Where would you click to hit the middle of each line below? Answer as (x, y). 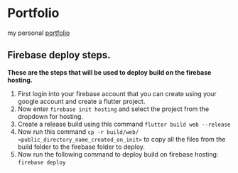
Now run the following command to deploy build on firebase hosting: (118, 154)
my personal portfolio (39, 33)
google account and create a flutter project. (81, 101)
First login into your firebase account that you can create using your (117, 93)
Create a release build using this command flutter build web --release (124, 124)
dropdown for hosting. (50, 116)
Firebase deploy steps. (59, 55)
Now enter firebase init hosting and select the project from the (113, 109)
